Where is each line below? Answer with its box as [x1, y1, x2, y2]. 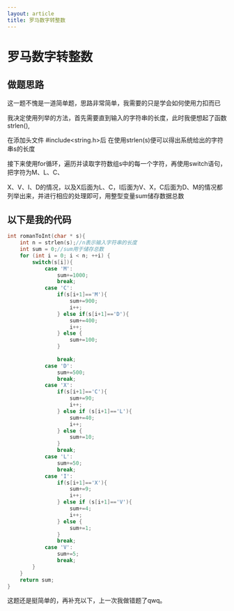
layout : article [7, 10, 54, 17]
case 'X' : [44, 382, 73, 389]
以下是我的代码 [7, 213, 72, 225]
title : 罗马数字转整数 [7, 17, 66, 24]
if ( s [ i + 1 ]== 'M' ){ [56, 291, 108, 299]
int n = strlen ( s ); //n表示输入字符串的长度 [19, 239, 137, 246]
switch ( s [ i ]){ [32, 259, 73, 266]
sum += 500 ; [56, 369, 86, 376]
